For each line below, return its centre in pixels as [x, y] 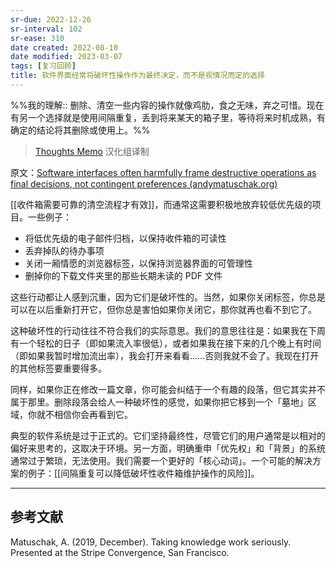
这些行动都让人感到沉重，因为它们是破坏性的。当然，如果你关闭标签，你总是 [168, 297]
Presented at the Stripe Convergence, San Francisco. [120, 552]
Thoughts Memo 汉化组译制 [92, 151]
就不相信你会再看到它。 [84, 414]
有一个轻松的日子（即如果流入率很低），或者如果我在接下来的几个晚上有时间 [166, 343]
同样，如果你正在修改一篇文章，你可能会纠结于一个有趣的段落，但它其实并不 [168, 389]
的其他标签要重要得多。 [58, 368]
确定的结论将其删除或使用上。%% [80, 130]
